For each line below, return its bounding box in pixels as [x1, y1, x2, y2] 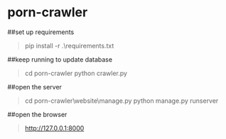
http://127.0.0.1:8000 [24, 123, 85, 132]
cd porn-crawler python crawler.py [24, 69, 128, 77]
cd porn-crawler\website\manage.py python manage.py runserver [24, 96, 219, 105]
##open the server [7, 82, 63, 91]
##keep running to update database [7, 55, 112, 64]
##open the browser [7, 110, 68, 118]
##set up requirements [7, 28, 75, 36]
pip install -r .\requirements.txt [24, 41, 114, 50]
